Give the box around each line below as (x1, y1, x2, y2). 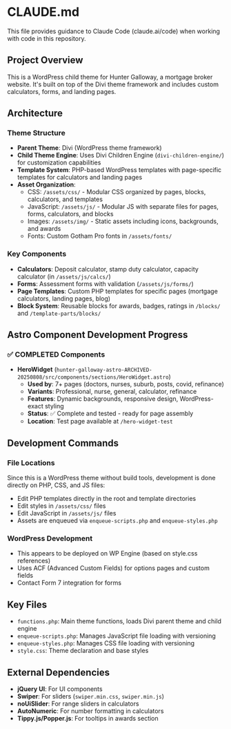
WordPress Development (7, 533, 93, 543)
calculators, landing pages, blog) (17, 294, 111, 303)
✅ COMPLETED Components (7, 350, 106, 359)
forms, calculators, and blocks (27, 210, 114, 218)
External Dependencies (7, 666, 110, 678)
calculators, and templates (27, 195, 103, 204)
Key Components (7, 249, 67, 259)
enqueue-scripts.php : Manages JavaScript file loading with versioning (17, 632, 216, 640)
